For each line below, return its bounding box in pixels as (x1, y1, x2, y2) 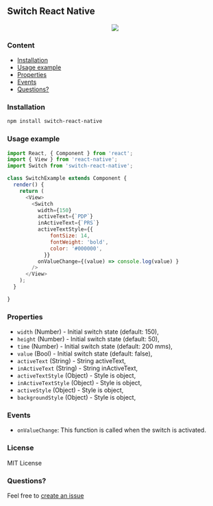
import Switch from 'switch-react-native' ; (7, 163, 134, 170)
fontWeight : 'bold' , (50, 238, 109, 246)
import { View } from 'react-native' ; (7, 156, 118, 163)
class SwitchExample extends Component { (7, 175, 127, 182)
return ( (19, 187, 45, 194)
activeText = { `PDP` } (37, 213, 94, 220)
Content (7, 41, 36, 50)
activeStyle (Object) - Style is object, (16, 386, 124, 394)
